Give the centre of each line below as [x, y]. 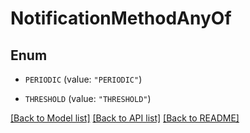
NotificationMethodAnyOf [121, 18]
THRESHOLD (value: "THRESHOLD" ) [88, 98]
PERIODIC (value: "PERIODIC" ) [83, 79]
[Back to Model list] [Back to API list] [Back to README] [125, 118]
